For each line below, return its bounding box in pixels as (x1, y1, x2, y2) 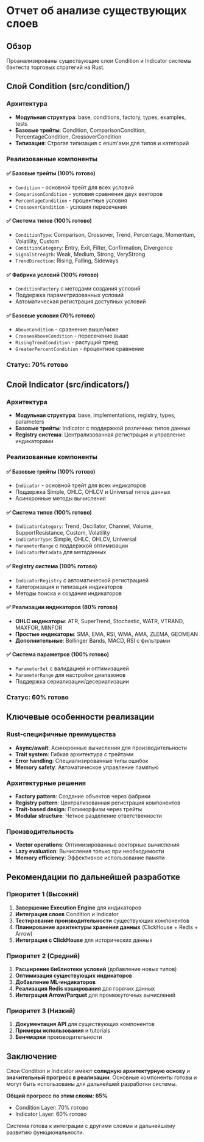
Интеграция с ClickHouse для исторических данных (15, 936, 153, 944)
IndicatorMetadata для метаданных (15, 549, 107, 556)
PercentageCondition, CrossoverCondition (15, 132, 122, 140)
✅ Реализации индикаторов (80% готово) (6, 604, 118, 611)
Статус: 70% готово (6, 361, 69, 369)
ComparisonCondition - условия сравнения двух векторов (15, 190, 163, 197)
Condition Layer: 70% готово (15, 1104, 89, 1111)
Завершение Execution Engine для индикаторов (15, 904, 142, 911)
